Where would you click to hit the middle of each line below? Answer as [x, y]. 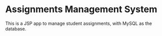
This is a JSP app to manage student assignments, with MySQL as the [79, 23]
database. [16, 28]
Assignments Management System [81, 9]
